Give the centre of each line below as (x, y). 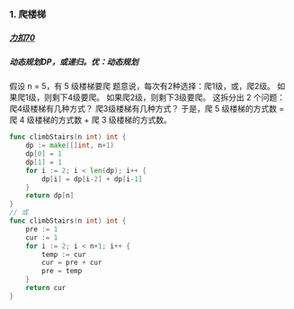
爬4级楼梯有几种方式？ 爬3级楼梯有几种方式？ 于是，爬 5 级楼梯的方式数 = (147, 109)
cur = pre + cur (72, 263)
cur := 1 (42, 237)
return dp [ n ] (50, 195)
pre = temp (62, 271)
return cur (46, 288)
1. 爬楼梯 (28, 14)
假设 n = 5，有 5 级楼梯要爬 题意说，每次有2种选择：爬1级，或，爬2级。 (143, 86)
